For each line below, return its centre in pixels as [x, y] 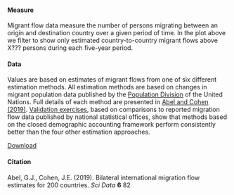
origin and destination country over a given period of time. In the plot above [117, 33]
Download [22, 146]
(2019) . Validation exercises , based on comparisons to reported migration [113, 110]
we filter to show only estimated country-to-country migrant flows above [112, 40]
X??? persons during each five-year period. [70, 48]
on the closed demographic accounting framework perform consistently [112, 125]
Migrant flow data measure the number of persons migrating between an [112, 25]
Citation [19, 162]
